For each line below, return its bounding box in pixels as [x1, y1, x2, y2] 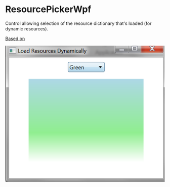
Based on [5, 35, 25, 42]
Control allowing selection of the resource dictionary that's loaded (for [5, 20, 152, 26]
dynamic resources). [5, 25, 49, 31]
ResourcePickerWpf [5, 4, 92, 15]
